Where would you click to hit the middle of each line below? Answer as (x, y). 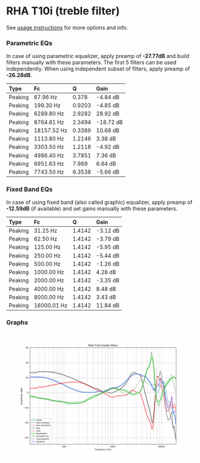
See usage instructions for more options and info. (67, 28)
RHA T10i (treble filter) (63, 11)
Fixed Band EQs (29, 189)
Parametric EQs (29, 43)
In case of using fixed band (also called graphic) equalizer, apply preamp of (99, 202)
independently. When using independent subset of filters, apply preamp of (98, 69)
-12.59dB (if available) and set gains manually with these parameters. (92, 209)
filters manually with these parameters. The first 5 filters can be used (91, 63)
